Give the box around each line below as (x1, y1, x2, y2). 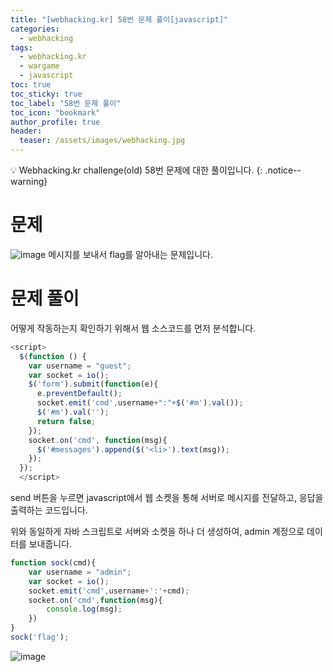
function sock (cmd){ (10, 558, 97, 568)
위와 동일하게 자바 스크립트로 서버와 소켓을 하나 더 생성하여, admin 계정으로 (10, 526, 305, 537)
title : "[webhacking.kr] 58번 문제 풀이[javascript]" (10, 14, 229, 25)
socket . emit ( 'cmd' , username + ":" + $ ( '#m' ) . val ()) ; (36, 398, 244, 408)
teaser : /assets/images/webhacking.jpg (19, 136, 186, 146)
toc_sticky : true (10, 89, 83, 99)
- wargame (19, 61, 60, 71)
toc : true (10, 80, 52, 90)
